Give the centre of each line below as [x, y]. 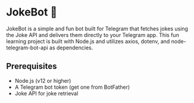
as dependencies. [71, 48]
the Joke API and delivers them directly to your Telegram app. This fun [93, 35]
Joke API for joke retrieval [46, 93]
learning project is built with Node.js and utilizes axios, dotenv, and [88, 41]
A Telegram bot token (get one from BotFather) [72, 87]
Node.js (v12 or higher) [43, 80]
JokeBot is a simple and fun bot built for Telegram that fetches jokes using [97, 29]
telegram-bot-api [27, 48]
